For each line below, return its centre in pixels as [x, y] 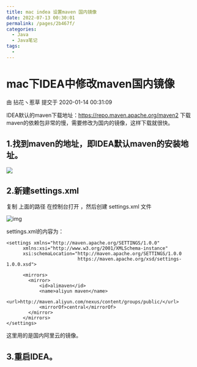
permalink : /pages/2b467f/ [41, 23]
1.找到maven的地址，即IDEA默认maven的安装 [94, 144]
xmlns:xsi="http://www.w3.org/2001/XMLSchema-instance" [95, 248]
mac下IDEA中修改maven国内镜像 [91, 84]
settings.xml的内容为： [35, 232]
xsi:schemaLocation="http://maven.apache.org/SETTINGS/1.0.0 [102, 254]
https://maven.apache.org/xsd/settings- [130, 259]
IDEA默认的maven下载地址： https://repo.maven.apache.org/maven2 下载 [98, 115]
